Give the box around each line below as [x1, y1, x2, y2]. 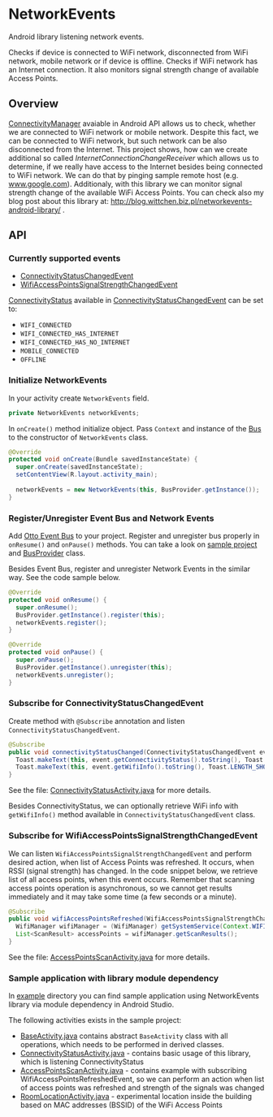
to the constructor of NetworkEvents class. [8, 432, 149, 442]
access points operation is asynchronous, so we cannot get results [8, 883, 233, 893]
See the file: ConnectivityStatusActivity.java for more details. [8, 786, 211, 795]
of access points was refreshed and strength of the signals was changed [19, 1083, 265, 1093]
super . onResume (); [15, 603, 79, 612]
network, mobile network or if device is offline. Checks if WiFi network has [8, 56, 258, 66]
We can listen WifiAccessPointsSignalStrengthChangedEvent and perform [8, 848, 252, 858]
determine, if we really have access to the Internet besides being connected [8, 162, 263, 171]
